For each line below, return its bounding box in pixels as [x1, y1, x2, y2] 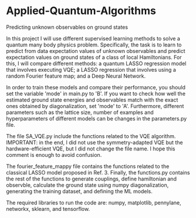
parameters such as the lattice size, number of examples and [6, 109, 154, 116]
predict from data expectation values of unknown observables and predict [6, 47, 185, 54]
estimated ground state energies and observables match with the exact [6, 96, 178, 103]
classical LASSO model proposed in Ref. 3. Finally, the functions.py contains [6, 169, 190, 176]
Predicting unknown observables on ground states [6, 24, 128, 31]
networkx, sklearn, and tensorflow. [6, 205, 90, 212]
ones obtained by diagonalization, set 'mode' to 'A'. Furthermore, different [6, 102, 184, 109]
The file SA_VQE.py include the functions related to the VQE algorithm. [6, 132, 176, 139]
